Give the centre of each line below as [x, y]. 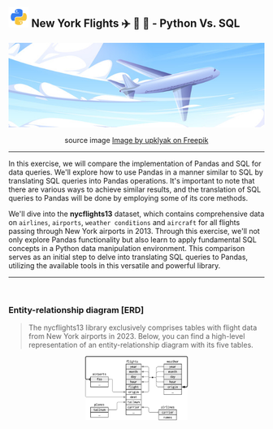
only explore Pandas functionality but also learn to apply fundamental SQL [133, 240]
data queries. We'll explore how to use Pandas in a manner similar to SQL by [136, 172]
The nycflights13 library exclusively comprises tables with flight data [143, 327]
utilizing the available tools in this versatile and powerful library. [115, 265]
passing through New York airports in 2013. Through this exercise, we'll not [134, 231]
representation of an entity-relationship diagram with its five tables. [141, 345]
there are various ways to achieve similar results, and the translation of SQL [135, 189]
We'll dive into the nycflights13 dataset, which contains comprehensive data [136, 214]
